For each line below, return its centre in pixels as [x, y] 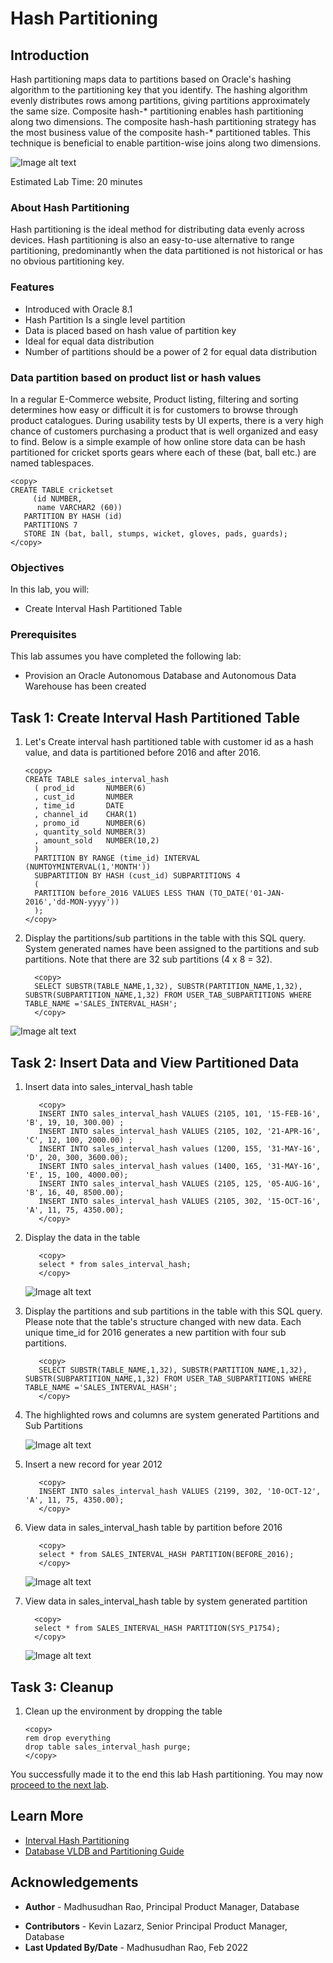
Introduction [50, 55]
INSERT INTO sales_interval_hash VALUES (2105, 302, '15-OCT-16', [180, 1202]
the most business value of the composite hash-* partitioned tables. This [160, 132]
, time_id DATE [79, 806]
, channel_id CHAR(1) [86, 815]
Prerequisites [43, 635]
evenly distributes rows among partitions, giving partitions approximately [160, 100]
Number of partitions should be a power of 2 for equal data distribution [171, 351]
